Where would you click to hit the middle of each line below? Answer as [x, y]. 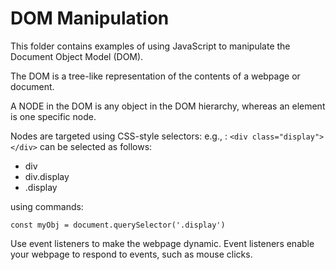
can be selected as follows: [96, 146]
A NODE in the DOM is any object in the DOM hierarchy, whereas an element [168, 106]
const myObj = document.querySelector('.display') [118, 225]
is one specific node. [53, 116]
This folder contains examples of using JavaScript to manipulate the [150, 46]
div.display [47, 176]
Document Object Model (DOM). [77, 56]
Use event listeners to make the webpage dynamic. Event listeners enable [162, 243]
